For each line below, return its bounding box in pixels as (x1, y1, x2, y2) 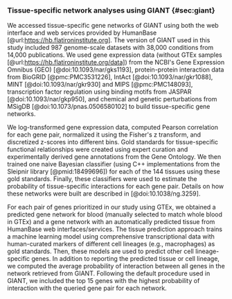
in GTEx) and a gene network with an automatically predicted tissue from (7, 218, 215, 226)
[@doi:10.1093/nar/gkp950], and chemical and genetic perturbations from (7, 95, 217, 103)
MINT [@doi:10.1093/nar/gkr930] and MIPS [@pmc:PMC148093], (7, 80, 193, 89)
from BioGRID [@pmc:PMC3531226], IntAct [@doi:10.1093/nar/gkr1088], (7, 73, 213, 81)
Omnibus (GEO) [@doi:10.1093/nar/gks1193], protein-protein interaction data (7, 65, 224, 74)
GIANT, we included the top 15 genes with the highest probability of (7, 277, 200, 285)
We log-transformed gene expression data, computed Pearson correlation (7, 123, 218, 132)
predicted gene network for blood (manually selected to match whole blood (7, 210, 223, 219)
